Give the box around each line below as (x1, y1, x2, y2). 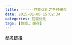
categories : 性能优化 (5, 16, 47, 21)
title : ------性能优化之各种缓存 (5, 7, 68, 12)
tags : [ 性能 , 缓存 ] (5, 21, 42, 26)
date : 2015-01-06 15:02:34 (5, 12, 61, 17)
